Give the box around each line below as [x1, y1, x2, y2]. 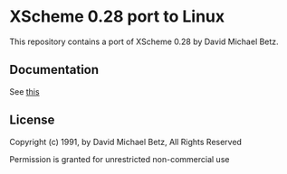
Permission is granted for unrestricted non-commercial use [9, 153, 230, 164]
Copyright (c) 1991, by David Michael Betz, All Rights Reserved [9, 136, 243, 147]
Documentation [9, 62, 100, 78]
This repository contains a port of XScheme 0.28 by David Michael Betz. [9, 36, 279, 47]
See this [9, 86, 40, 96]
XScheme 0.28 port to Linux [9, 6, 225, 27]
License [9, 113, 55, 128]
